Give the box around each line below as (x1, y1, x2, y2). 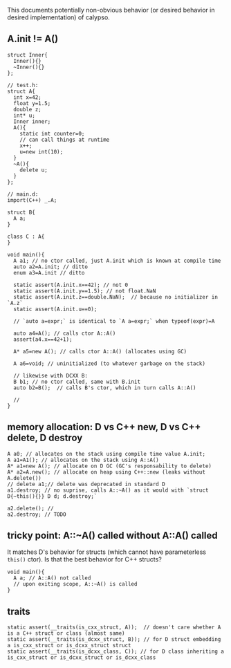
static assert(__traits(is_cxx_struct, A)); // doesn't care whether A (7, 624, 221, 631)
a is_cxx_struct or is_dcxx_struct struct (7, 642, 131, 649)
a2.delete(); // (7, 505, 54, 512)
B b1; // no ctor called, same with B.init (13, 378, 140, 385)
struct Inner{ (7, 51, 48, 58)
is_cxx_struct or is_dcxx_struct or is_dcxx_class (7, 654, 156, 661)
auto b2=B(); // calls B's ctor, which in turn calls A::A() (13, 384, 196, 391)
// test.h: (7, 82, 39, 89)
